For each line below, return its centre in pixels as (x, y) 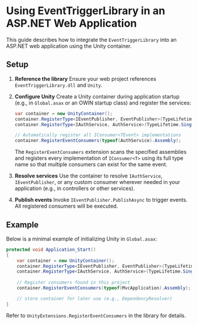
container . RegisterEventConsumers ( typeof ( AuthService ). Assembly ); (98, 141)
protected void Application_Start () (51, 250)
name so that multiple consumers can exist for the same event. (91, 165)
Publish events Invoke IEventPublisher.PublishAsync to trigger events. (101, 200)
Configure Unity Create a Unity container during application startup (97, 96)
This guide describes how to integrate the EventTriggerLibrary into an (91, 40)
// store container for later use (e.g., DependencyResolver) (95, 298)
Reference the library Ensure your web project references (85, 78)
